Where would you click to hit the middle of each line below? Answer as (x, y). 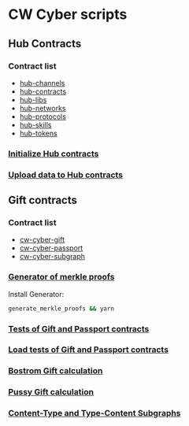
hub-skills (35, 124)
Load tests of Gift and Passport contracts (89, 350)
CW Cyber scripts (68, 15)
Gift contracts (43, 200)
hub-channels (42, 83)
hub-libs (33, 99)
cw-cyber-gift (42, 240)
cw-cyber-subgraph (52, 257)
